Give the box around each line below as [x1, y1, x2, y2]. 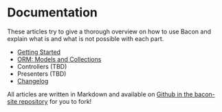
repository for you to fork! [19, 97, 92, 105]
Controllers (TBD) [16, 62, 67, 70]
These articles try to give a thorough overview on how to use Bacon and [7, 27, 212, 36]
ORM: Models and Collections [16, 55, 102, 63]
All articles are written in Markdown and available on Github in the [7, 90, 193, 98]
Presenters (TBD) [16, 70, 67, 78]
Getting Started [16, 48, 60, 56]
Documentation [7, 5, 98, 20]
